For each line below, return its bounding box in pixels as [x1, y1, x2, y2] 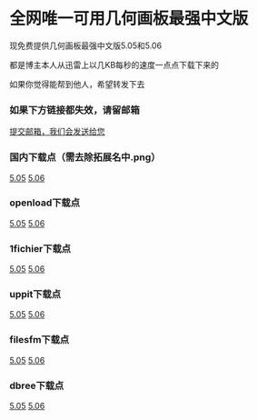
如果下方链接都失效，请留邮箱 [9, 104, 141, 116]
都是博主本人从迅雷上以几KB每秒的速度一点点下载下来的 [9, 59, 220, 70]
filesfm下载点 [9, 334, 70, 346]
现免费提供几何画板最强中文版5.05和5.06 [9, 40, 162, 51]
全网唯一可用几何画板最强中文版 [9, 8, 249, 29]
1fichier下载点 [9, 242, 71, 255]
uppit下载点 [9, 288, 62, 301]
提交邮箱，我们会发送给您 [9, 126, 105, 137]
